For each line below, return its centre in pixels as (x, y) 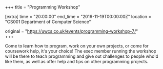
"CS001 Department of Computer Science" (48, 22)
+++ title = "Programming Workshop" (43, 7)
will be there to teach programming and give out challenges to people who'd (82, 56)
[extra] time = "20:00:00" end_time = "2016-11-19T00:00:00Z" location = (78, 16)
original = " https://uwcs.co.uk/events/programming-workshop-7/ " (71, 31)
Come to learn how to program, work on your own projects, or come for (77, 46)
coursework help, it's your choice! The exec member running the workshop (81, 51)
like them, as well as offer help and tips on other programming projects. (77, 61)
